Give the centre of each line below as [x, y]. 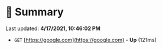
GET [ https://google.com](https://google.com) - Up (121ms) [85, 40]
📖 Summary [35, 12]
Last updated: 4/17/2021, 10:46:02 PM [53, 28]
